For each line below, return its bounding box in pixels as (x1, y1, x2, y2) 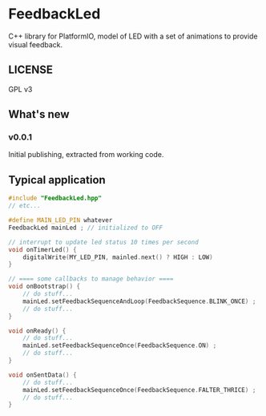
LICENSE (8, 63, 54, 77)
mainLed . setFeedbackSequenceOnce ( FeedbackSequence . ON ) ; (22, 341, 217, 349)
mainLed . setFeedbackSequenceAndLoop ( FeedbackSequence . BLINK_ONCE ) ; (22, 297, 256, 305)
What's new (8, 107, 70, 121)
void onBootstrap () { (8, 282, 81, 291)
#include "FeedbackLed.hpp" (8, 194, 103, 203)
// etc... (8, 202, 42, 210)
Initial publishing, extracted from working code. (8, 150, 164, 160)
